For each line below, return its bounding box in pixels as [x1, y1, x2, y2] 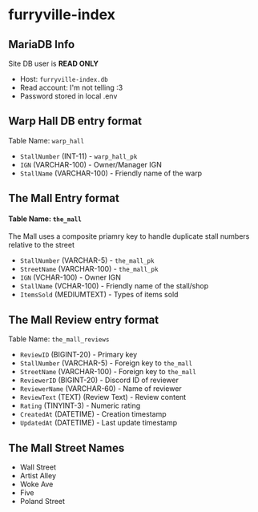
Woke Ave [19, 479, 54, 490]
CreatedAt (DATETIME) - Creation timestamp [19, 409, 167, 419]
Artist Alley [19, 471, 57, 481]
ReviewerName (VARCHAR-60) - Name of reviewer [19, 384, 182, 393]
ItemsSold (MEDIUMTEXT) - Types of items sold [19, 290, 179, 300]
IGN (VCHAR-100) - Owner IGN [19, 272, 122, 282]
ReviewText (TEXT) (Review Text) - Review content [19, 393, 187, 402]
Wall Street [19, 462, 56, 472]
